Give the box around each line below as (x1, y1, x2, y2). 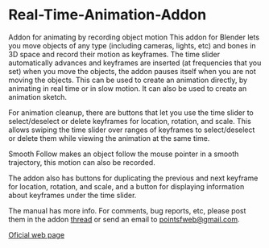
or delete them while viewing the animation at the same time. (8, 133, 210, 143)
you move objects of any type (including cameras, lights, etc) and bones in (8, 40, 256, 50)
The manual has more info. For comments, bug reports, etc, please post (8, 205, 246, 215)
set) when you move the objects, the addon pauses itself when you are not (8, 66, 256, 76)
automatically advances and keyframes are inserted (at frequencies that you (8, 58, 262, 68)
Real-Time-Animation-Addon (8, 6, 207, 24)
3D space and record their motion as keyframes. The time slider (8, 49, 220, 59)
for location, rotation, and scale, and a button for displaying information (8, 181, 245, 191)
